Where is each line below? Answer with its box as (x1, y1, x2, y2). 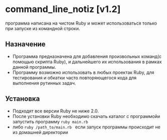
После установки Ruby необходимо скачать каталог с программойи (12, 113, 160, 119)
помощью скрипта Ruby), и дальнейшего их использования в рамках (12, 59, 162, 65)
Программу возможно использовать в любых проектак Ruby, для (12, 69, 154, 75)
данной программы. (12, 64, 56, 70)
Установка (5, 94, 40, 103)
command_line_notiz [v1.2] (5, 4, 121, 15)
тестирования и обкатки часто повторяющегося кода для (12, 74, 137, 81)
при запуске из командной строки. (5, 25, 80, 31)
